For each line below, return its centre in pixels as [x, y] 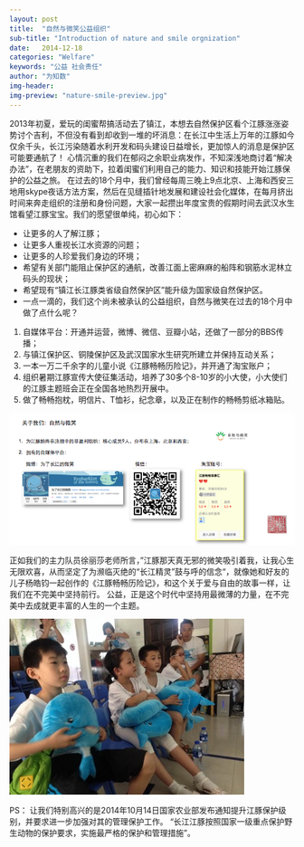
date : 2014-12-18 [46, 48]
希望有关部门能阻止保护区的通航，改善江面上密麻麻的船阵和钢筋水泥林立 [157, 267]
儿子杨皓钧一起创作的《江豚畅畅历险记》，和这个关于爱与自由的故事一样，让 [150, 583]
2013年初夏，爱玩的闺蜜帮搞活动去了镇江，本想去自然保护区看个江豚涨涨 [145, 123]
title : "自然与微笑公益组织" [60, 29]
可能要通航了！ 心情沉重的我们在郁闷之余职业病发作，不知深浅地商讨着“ [143, 157]
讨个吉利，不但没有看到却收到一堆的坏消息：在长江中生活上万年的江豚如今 [156, 135]
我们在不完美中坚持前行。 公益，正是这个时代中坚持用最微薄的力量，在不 [145, 594]
